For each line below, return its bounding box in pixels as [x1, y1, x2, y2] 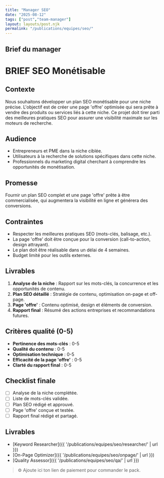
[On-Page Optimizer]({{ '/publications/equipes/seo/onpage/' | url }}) [12, 452, 155, 458]
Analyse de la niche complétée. [12, 390, 78, 396]
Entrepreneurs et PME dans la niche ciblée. [12, 148, 102, 154]
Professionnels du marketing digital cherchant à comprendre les [12, 158, 146, 165]
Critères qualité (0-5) [5, 327, 73, 336]
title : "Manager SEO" [5, 7, 51, 13]
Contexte [5, 85, 35, 94]
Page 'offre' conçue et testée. [12, 407, 75, 413]
